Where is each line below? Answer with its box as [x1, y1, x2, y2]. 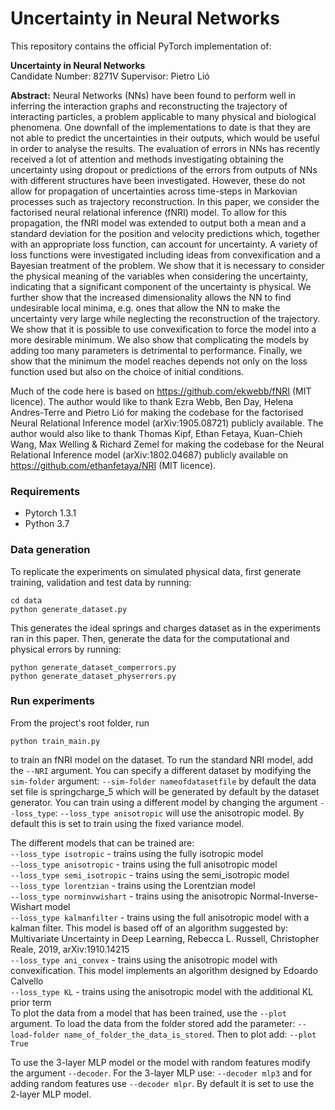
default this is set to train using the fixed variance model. [10, 817, 245, 829]
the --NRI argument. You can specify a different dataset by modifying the [10, 764, 312, 776]
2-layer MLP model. [10, 1088, 92, 1100]
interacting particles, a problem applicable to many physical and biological [10, 110, 317, 122]
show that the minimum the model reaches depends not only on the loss [10, 355, 308, 367]
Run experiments [10, 694, 96, 708]
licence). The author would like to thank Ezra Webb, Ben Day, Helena [10, 395, 294, 407]
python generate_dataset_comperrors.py [10, 662, 177, 672]
